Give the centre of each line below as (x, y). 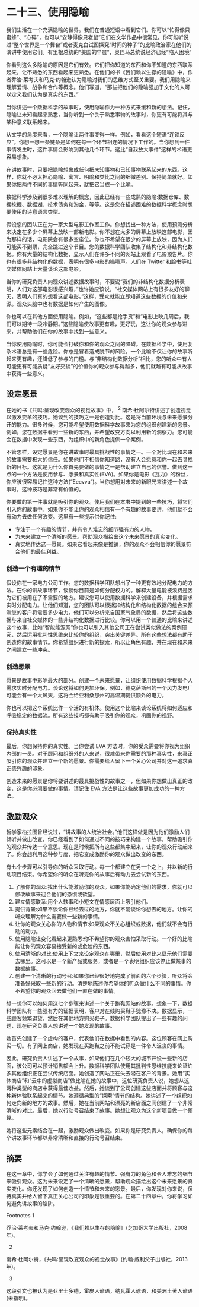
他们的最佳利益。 (41, 552)
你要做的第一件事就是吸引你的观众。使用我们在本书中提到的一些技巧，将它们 (99, 502)
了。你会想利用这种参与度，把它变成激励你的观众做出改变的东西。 (86, 854)
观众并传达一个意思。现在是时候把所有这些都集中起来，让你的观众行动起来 (102, 847)
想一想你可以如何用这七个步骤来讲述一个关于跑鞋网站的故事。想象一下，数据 (99, 1003)
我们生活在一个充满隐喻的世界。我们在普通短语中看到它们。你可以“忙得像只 (98, 30)
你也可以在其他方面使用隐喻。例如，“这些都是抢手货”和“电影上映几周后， (95, 316)
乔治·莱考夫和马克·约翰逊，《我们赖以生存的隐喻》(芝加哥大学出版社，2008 (97, 1227)
